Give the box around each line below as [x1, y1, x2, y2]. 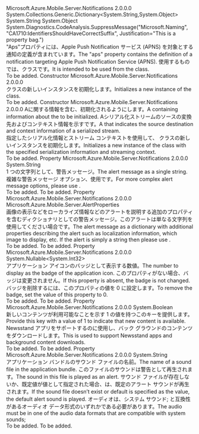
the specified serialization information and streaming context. [6, 149, 156, 155]
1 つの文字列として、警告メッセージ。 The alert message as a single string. [6, 168, 188, 175]
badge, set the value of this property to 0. [6, 291, 108, 298]
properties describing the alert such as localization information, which [6, 230, 177, 237]
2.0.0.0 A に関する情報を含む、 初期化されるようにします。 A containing [6, 106, 178, 112]
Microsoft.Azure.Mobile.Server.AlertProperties [6, 201, 120, 208]
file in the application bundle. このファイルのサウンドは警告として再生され [6, 366, 188, 373]
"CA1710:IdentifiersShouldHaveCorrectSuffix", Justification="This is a [6, 30, 176, 37]
